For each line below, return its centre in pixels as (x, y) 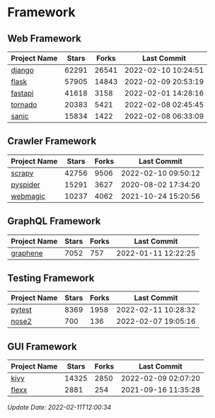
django (22, 70)
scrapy (22, 173)
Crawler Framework (52, 141)
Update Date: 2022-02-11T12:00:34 (59, 407)
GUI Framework (42, 346)
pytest (21, 310)
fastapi (22, 93)
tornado (24, 105)
